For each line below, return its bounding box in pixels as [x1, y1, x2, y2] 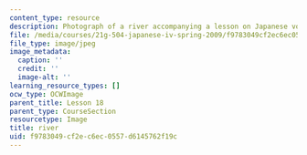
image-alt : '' [17, 73, 71, 82]
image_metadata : [9, 47, 71, 57]
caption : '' [17, 56, 64, 65]
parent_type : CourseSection [9, 107, 117, 116]
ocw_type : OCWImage [9, 89, 84, 98]
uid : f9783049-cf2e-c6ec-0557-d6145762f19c [9, 132, 178, 141]
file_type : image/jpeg [9, 38, 96, 48]
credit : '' [17, 65, 59, 74]
